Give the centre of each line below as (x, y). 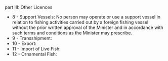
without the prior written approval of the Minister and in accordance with (88, 27)
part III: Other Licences (29, 7)
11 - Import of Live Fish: (36, 49)
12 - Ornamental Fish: (34, 54)
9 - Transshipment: (32, 38)
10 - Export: (24, 43)
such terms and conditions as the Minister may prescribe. (72, 33)
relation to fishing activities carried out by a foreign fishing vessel (80, 22)
